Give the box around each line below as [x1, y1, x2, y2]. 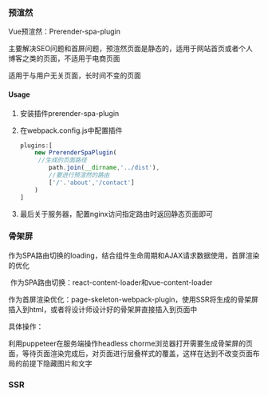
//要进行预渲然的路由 [49, 171, 110, 179]
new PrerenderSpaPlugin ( [34, 149, 117, 157]
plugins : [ [19, 142, 53, 150]
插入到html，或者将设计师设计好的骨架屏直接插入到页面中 [8, 304, 198, 314]
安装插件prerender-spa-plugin [19, 108, 120, 118]
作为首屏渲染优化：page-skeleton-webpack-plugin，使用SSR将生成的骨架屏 [8, 294, 259, 304]
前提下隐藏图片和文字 [22, 358, 93, 368]
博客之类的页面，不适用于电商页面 [8, 54, 120, 63]
